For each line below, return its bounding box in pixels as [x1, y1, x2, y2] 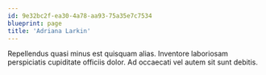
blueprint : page [7, 19, 62, 27]
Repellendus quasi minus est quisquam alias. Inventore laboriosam [7, 49, 229, 59]
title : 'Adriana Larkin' [7, 27, 91, 35]
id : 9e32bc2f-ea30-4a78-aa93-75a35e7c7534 [7, 11, 152, 20]
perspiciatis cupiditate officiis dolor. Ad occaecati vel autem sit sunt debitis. [7, 57, 259, 67]
